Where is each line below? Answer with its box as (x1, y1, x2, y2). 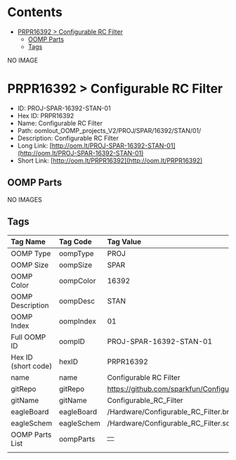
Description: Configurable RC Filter (17, 134, 119, 142)
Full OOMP (11, 332, 46, 342)
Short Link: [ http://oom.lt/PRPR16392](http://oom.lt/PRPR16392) (17, 156, 203, 165)
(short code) (11, 361, 53, 371)
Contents (7, 4, 63, 20)
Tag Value (107, 236, 142, 246)
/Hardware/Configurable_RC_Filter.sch (107, 418, 235, 428)
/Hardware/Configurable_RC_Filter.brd (107, 407, 234, 416)
